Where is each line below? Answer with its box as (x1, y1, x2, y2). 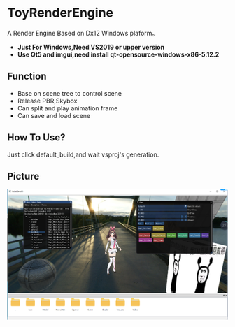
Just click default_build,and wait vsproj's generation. (7, 150, 159, 159)
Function (7, 71, 47, 82)
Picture (7, 170, 40, 182)
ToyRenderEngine (7, 5, 114, 21)
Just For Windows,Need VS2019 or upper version (17, 43, 165, 51)
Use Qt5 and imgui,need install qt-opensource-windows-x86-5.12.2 (17, 50, 220, 59)
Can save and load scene (17, 111, 91, 119)
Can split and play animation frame (17, 103, 118, 112)
